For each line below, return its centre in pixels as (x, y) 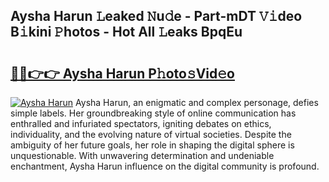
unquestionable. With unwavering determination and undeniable (142, 155)
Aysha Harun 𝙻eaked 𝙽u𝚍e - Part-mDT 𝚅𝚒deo (156, 16)
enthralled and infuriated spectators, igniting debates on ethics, (141, 123)
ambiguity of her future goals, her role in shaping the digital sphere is (152, 145)
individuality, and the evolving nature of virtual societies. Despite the (151, 134)
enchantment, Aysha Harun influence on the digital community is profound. (165, 166)
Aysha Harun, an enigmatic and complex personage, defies (197, 102)
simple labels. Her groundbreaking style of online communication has (153, 113)
